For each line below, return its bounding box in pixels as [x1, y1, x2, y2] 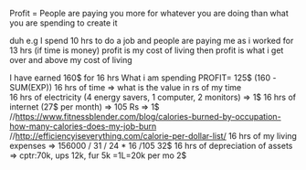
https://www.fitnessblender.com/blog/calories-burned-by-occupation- [15, 112, 281, 122]
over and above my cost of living [9, 55, 132, 65]
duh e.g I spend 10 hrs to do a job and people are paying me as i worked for [9, 36, 294, 46]
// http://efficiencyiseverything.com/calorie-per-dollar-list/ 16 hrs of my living [9, 131, 297, 141]
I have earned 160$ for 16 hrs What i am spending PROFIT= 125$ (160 [9, 72, 271, 83]
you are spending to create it [9, 17, 118, 28]
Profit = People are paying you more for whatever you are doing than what [9, 8, 290, 18]
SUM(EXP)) [9, 82, 53, 92]
